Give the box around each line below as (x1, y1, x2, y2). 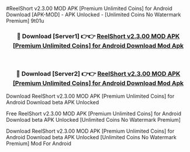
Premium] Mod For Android (6, 140, 72, 147)
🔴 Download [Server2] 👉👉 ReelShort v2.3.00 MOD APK (16, 70, 181, 78)
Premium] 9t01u (6, 17, 44, 24)
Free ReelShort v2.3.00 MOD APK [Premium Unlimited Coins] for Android (6, 110, 181, 117)
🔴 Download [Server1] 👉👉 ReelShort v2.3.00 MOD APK (16, 32, 180, 40)
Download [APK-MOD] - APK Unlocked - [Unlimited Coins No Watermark (6, 11, 181, 18)
